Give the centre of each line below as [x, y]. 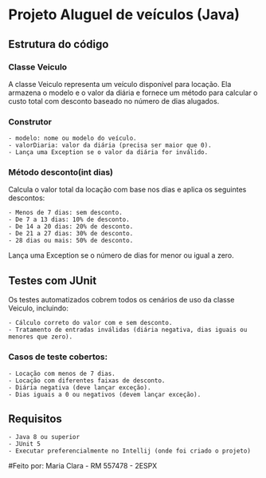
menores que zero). [41, 337]
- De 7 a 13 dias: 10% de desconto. [69, 220]
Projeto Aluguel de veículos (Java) [124, 15]
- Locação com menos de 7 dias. [62, 373]
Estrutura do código [59, 44]
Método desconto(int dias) [61, 172]
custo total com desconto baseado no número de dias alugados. [114, 101]
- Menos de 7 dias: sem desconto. [66, 213]
